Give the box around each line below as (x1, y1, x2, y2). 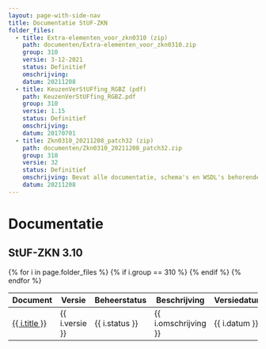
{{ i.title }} (12, 317, 47, 328)
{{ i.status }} (94, 317, 139, 328)
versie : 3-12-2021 (22, 56, 83, 64)
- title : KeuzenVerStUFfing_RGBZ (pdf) (15, 85, 147, 93)
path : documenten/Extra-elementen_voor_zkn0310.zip (22, 41, 196, 49)
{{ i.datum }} (214, 317, 259, 328)
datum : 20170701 (22, 129, 77, 137)
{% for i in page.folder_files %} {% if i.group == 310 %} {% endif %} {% (8, 267, 241, 277)
